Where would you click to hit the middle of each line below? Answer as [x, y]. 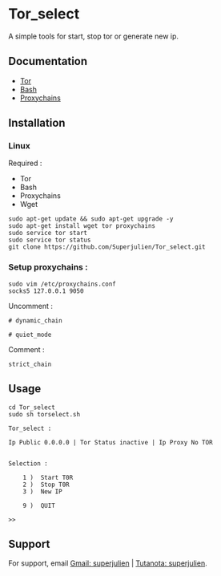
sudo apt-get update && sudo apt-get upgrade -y [91, 219]
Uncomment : [31, 306]
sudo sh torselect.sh [44, 414]
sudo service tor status [50, 240]
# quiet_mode [30, 335]
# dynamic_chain [35, 320]
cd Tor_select [32, 407]
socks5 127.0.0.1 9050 [46, 291]
